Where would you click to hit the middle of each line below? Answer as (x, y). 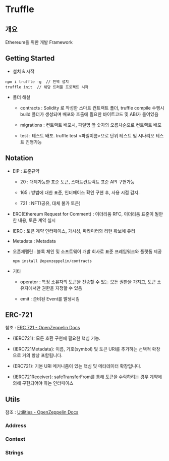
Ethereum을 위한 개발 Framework (39, 42)
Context (15, 439)
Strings (14, 453)
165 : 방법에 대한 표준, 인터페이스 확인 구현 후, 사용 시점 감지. (80, 192)
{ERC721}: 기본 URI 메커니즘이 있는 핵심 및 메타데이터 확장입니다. (77, 366)
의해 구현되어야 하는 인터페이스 (43, 383)
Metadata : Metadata (34, 241)
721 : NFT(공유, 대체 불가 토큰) (50, 203)
